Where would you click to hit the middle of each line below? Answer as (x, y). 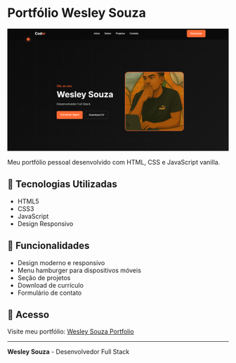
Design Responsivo (45, 224)
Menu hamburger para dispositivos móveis (79, 270)
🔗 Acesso (28, 315)
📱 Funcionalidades (48, 246)
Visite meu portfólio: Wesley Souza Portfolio (71, 331)
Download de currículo (51, 285)
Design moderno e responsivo (61, 262)
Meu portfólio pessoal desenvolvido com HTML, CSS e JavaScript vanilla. (114, 163)
